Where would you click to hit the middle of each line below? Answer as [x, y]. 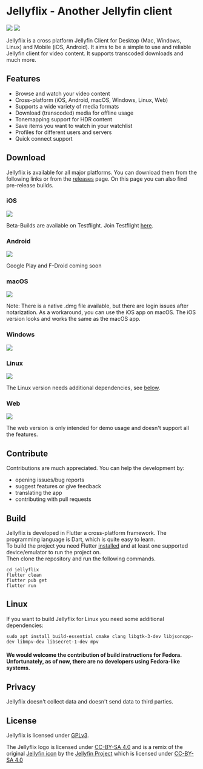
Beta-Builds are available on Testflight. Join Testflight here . [80, 225]
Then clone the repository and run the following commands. [81, 559]
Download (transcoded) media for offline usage [74, 113]
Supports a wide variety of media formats [67, 106]
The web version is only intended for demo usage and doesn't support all [98, 428]
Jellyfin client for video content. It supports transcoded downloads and [95, 53]
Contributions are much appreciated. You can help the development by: [95, 468]
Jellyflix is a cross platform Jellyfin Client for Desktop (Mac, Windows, [94, 40]
